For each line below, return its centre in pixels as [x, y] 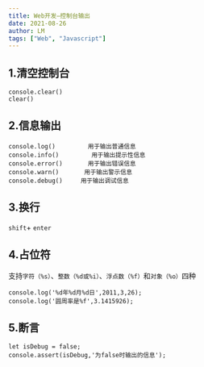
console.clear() [35, 92]
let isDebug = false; [45, 347]
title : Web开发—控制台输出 [49, 16]
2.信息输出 [35, 126]
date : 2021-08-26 [37, 23]
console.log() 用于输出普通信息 [72, 146]
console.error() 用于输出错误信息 [72, 163]
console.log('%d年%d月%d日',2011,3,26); [75, 292]
